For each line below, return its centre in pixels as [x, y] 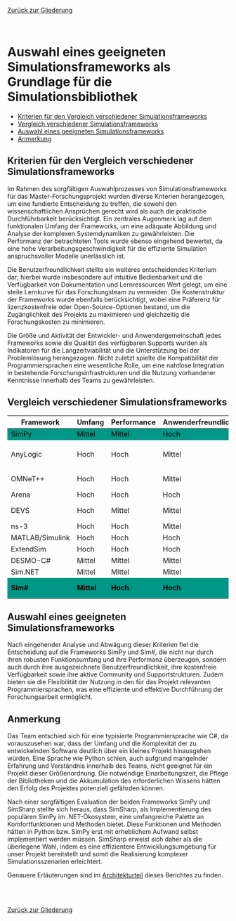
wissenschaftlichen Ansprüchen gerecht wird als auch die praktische [107, 211]
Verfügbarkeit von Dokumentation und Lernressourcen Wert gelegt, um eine [117, 285]
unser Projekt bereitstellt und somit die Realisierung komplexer [98, 854]
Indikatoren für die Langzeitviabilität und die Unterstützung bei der [104, 350]
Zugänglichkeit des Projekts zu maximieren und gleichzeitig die [99, 314]
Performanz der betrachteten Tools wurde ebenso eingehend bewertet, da [115, 241]
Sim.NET [25, 572]
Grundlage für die [60, 82]
